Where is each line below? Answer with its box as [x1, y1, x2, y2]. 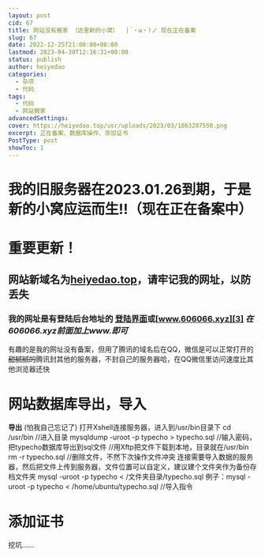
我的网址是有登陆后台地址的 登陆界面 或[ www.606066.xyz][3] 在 [8, 314, 254, 325]
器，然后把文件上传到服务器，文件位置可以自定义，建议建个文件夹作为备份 [8, 462, 250, 472]
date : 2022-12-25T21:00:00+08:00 [8, 41, 118, 49]
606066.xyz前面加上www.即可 [8, 326, 129, 337]
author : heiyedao [8, 63, 65, 71]
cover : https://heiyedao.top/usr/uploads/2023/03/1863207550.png [8, 122, 227, 130]
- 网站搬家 [15, 107, 47, 115]
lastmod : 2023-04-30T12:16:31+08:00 [8, 48, 129, 56]
